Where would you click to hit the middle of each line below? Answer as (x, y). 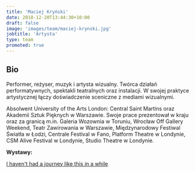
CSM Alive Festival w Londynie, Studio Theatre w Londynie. (80, 140)
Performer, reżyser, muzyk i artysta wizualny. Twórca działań (82, 84)
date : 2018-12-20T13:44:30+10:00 (48, 17)
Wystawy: (20, 152)
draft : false (23, 23)
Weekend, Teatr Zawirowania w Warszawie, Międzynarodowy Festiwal (93, 127)
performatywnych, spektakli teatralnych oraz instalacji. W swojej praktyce (98, 90)
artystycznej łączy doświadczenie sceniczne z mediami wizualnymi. (91, 97)
